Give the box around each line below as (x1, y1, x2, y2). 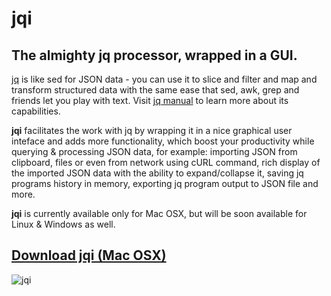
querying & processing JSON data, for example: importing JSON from (11, 146, 298, 157)
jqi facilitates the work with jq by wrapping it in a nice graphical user (11, 125, 293, 136)
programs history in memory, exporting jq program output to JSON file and (11, 178, 319, 189)
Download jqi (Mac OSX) (11, 247, 167, 264)
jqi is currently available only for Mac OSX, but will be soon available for (11, 208, 308, 219)
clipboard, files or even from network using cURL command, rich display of (11, 157, 321, 168)
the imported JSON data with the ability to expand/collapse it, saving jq (11, 167, 304, 179)
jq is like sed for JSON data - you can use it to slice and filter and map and (11, 73, 318, 85)
